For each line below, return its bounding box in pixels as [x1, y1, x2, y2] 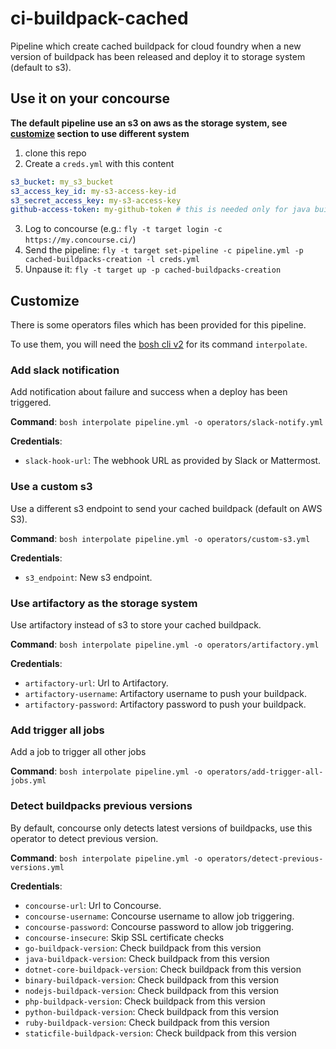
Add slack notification [10, 363, 120, 377]
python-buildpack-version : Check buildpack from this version [24, 1005, 280, 1017]
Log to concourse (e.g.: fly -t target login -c [24, 223, 223, 235]
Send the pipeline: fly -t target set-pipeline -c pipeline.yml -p [24, 244, 304, 256]
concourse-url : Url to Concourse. [24, 899, 162, 911]
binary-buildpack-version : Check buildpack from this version [24, 973, 280, 986]
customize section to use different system [10, 127, 190, 139]
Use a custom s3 [10, 480, 93, 494]
